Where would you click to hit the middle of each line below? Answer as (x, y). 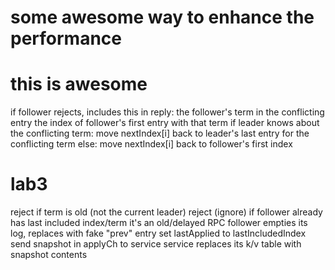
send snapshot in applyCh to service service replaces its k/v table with (156, 244)
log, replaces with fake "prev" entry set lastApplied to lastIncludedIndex (158, 233)
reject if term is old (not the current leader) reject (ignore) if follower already (166, 212)
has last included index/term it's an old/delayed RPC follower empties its (159, 223)
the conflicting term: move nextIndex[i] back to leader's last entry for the (160, 133)
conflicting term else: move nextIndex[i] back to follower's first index (151, 144)
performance (66, 38)
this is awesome (79, 84)
